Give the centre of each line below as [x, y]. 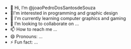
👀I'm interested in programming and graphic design [64, 13]
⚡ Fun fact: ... [24, 42]
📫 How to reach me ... [34, 29]
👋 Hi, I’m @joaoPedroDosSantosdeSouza [53, 8]
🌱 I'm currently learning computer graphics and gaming [68, 18]
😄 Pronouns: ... [26, 36]
